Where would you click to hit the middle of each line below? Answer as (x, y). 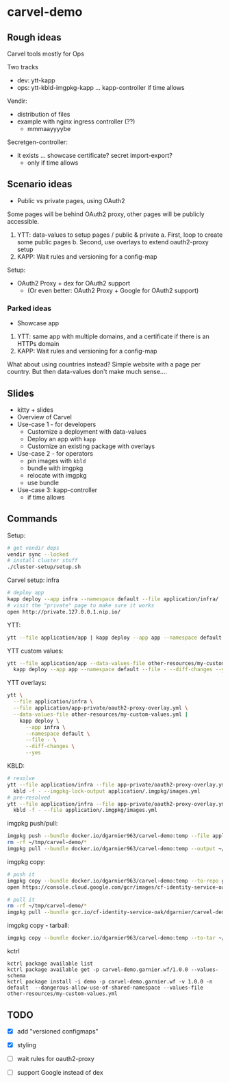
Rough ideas (34, 37)
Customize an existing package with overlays (91, 446)
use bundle (43, 482)
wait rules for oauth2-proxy (55, 1059)
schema (16, 976)
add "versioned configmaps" (57, 1031)
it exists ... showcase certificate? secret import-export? (94, 155)
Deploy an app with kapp (62, 439)
